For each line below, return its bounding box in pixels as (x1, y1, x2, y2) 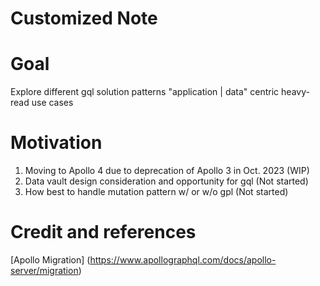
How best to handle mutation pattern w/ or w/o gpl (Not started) (24, 186, 289, 198)
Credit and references (10, 221, 197, 244)
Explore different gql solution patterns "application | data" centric (10, 86, 280, 98)
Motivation (10, 132, 103, 154)
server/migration (10, 265, 79, 276)
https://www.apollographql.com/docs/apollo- (89, 254, 277, 266)
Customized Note (10, 7, 158, 30)
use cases (31, 97, 74, 109)
